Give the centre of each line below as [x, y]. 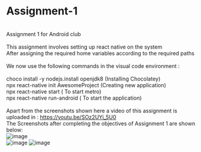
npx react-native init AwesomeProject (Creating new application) [86, 85]
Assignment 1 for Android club [44, 34]
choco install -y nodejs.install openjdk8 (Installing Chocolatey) [83, 79]
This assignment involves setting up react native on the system [84, 47]
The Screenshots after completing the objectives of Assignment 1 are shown [101, 123]
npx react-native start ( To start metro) [54, 91]
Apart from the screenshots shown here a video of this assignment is [92, 111]
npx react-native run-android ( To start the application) [74, 98]
